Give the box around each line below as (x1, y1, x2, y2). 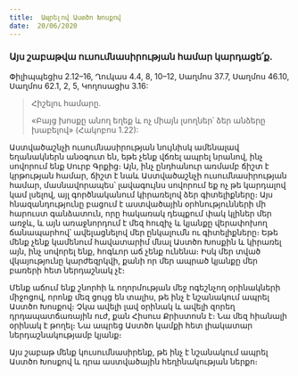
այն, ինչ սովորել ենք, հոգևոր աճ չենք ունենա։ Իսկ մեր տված (9, 246, 261, 257)
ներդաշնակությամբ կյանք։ (9, 329, 122, 339)
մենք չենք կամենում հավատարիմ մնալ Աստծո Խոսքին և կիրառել (9, 236, 282, 247)
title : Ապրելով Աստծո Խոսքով (9, 12, 122, 22)
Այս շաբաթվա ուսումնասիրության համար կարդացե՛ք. (9, 51, 273, 63)
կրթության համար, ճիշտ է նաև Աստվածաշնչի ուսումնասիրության (9, 170, 287, 181)
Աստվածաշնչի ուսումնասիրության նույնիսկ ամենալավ (9, 142, 240, 152)
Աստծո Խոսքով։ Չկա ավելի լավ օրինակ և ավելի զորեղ (9, 300, 236, 312)
